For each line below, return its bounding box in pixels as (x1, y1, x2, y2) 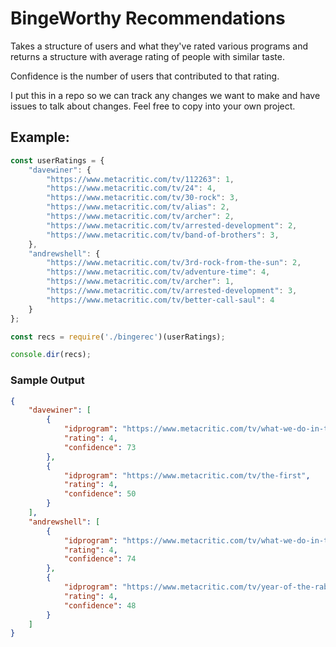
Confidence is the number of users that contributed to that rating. (10, 70, 280, 82)
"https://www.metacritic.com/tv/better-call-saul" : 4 (46, 295, 275, 305)
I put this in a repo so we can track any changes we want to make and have (10, 89, 321, 101)
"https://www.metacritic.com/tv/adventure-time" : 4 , (46, 267, 271, 277)
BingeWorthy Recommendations (10, 7, 286, 30)
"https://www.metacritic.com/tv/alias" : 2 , (46, 202, 230, 212)
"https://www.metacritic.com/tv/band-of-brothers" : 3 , (46, 230, 280, 240)
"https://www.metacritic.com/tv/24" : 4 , (46, 183, 217, 194)
